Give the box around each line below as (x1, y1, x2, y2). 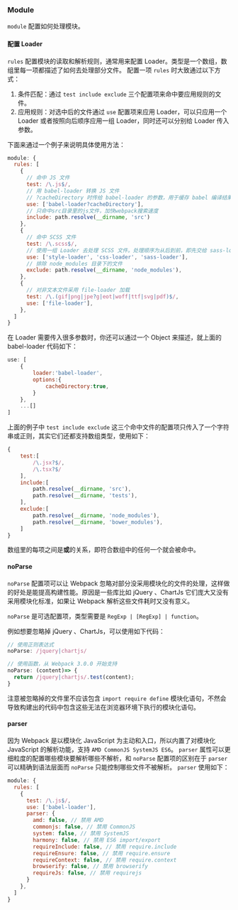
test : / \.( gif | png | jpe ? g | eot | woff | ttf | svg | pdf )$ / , (25, 293, 179, 300)
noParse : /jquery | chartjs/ (7, 648, 87, 655)
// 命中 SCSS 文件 (25, 234, 76, 241)
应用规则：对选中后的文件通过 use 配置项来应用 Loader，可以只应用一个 (17, 107, 227, 116)
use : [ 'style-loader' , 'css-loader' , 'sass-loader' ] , (25, 254, 189, 261)
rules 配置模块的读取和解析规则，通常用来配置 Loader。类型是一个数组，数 (7, 57, 227, 65)
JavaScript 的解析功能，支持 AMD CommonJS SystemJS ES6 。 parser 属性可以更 (7, 745, 231, 754)
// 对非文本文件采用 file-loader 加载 (25, 286, 130, 293)
